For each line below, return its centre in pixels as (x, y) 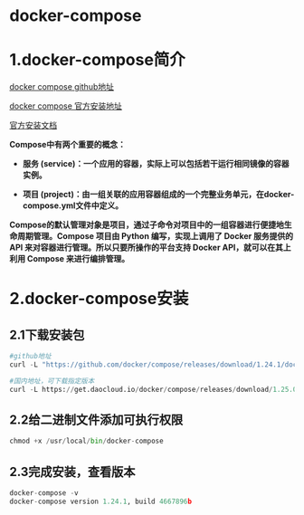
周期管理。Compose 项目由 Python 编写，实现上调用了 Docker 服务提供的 (155, 236)
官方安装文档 (33, 125)
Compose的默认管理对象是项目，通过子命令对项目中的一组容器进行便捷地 (147, 225)
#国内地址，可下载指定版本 (52, 381)
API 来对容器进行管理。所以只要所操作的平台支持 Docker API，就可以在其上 (150, 248)
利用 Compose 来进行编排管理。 (69, 259)
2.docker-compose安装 (99, 299)
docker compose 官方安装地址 (66, 106)
